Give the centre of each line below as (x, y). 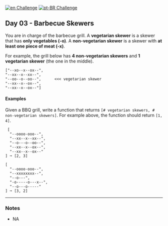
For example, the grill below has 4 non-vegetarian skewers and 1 (73, 55)
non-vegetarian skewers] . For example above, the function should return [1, (84, 115)
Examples (16, 99)
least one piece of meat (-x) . (35, 46)
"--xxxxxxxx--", (26, 173)
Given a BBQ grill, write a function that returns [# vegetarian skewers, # (80, 110)
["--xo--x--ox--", (24, 70)
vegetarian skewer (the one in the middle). (49, 61)
